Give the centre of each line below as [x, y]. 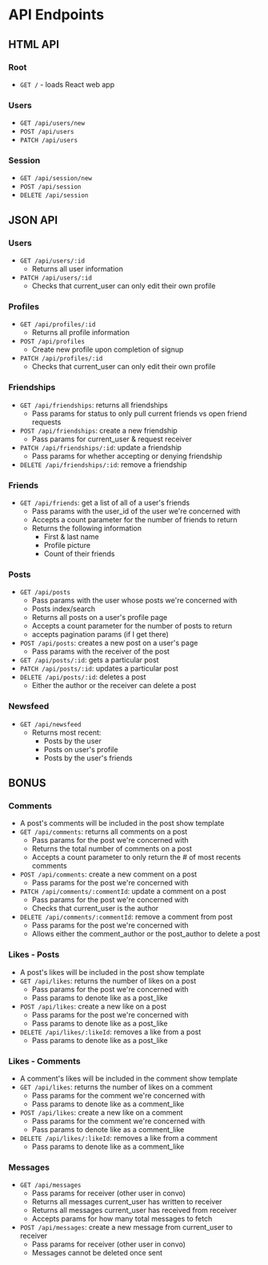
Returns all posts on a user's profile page [100, 618]
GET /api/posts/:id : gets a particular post [89, 660]
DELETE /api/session [54, 195]
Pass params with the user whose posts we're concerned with [134, 600]
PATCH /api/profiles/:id [61, 359]
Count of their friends [79, 554]
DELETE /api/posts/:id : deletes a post [83, 677]
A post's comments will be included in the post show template [122, 824]
